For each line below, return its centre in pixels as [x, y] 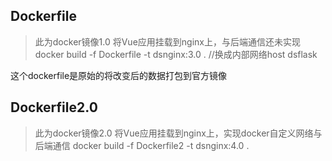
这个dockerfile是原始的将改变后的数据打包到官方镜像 [119, 75]
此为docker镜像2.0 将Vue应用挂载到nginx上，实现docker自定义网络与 [178, 133]
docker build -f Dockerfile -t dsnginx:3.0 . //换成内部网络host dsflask [176, 54]
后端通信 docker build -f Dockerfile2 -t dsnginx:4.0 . [142, 145]
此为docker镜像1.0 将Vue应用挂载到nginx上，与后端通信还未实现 [167, 41]
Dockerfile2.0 [54, 107]
